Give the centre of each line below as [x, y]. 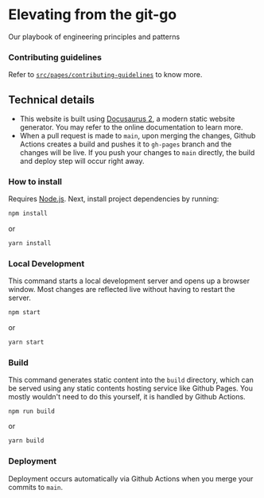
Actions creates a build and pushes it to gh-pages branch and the [126, 144]
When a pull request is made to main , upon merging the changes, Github [138, 136]
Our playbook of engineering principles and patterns [94, 37]
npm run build [32, 411]
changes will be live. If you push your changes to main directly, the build [137, 153]
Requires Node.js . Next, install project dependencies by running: [114, 199]
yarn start [26, 342]
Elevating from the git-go [93, 15]
